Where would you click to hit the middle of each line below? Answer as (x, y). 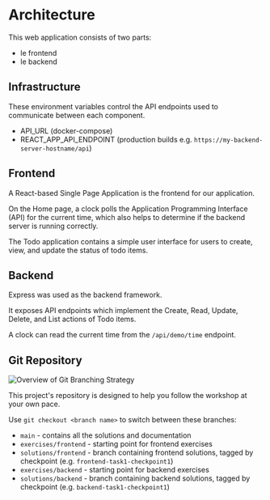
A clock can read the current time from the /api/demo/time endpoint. (122, 335)
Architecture (52, 15)
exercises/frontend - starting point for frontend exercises (116, 444)
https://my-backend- (228, 140)
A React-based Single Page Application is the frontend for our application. (131, 193)
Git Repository (45, 360)
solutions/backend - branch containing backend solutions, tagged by (135, 478)
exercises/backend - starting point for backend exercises (115, 470)
